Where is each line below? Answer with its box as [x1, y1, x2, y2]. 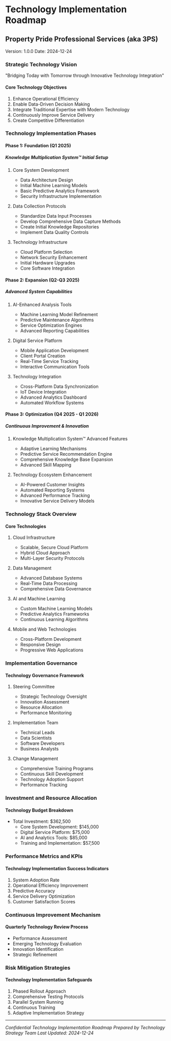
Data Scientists [20, 735, 52, 741]
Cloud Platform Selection [20, 249, 73, 255]
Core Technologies [5, 523, 47, 529]
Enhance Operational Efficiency [12, 95, 79, 101]
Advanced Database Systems [20, 575, 82, 581]
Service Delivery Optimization [12, 893, 75, 899]
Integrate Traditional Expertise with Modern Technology [12, 106, 130, 113]
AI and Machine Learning [12, 595, 66, 602]
